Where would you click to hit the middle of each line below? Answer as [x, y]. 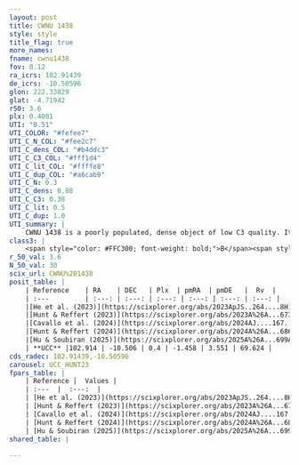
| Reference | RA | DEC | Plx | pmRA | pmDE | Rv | [151, 290]
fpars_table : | [37, 373]
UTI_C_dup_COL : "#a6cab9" [57, 174]
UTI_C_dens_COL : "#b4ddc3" [59, 149]
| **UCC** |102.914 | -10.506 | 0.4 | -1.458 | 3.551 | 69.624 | [149, 348]
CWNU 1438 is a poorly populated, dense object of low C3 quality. [153, 232]
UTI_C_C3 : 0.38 [37, 200]
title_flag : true [41, 42]
